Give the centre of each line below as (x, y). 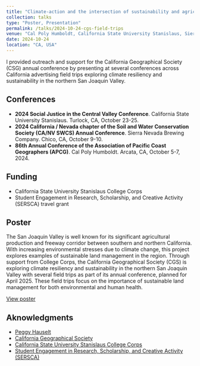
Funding (22, 177)
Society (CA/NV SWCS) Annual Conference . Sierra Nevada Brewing (99, 133)
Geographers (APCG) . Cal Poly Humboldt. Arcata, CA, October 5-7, (97, 152)
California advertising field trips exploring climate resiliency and (84, 74)
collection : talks (29, 17)
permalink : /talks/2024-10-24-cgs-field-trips (65, 28)
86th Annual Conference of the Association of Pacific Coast (90, 145)
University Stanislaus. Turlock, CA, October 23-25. (76, 120)
